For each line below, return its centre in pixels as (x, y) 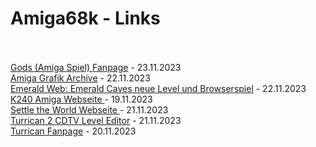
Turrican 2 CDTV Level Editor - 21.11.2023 (96, 120)
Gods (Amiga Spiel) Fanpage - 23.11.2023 (96, 67)
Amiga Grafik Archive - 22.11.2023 (80, 78)
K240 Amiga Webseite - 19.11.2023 (81, 99)
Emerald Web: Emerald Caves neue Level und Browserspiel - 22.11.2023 (158, 88)
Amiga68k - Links (85, 18)
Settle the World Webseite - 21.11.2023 (89, 109)
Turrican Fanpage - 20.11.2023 (73, 131)
